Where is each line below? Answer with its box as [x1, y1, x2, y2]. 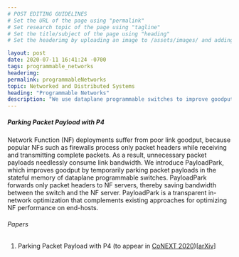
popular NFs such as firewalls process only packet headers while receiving [7, 143, 228, 152]
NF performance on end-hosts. [7, 204, 99, 212]
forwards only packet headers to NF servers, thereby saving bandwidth [7, 181, 217, 190]
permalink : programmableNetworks [7, 76, 107, 83]
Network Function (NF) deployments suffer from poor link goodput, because [7, 136, 231, 144]
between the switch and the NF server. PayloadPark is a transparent [7, 189, 207, 197]
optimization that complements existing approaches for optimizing [33, 196, 228, 204]
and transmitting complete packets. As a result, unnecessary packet [7, 151, 207, 160]
